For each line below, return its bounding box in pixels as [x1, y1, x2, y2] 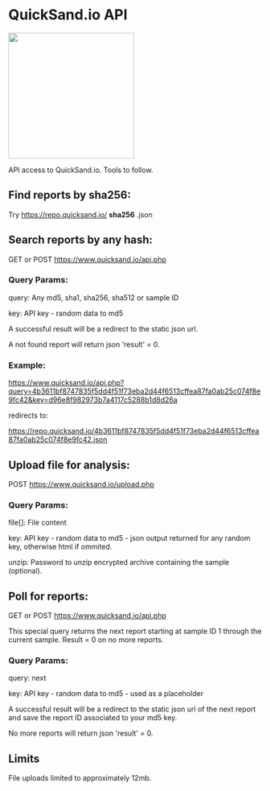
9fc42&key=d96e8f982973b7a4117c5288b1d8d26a [8, 395, 178, 405]
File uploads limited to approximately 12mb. [8, 773, 152, 783]
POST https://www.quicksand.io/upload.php [8, 479, 154, 488]
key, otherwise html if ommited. [8, 542, 112, 552]
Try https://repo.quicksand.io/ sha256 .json [8, 209, 153, 219]
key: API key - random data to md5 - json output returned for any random [8, 534, 251, 543]
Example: [8, 360, 46, 371]
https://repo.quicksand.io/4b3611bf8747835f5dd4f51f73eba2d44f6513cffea [8, 426, 260, 436]
